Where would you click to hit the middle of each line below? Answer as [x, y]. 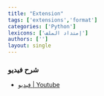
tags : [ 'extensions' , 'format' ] [53, 20]
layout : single [30, 46]
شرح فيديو [23, 70]
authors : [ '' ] [28, 39]
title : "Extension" [36, 13]
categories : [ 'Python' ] [42, 26]
